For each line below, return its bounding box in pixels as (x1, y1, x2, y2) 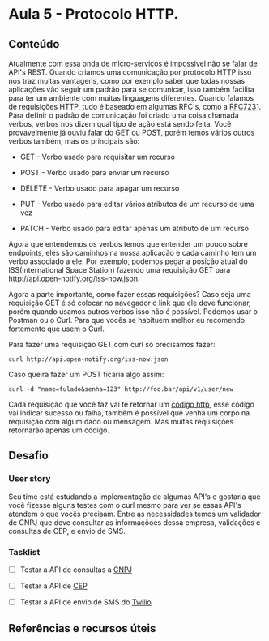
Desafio (8, 449, 49, 462)
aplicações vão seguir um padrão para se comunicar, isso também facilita (8, 84, 254, 94)
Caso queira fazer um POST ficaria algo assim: (8, 370, 164, 379)
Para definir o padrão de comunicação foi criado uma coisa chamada (8, 110, 239, 120)
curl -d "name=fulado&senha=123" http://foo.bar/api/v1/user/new (8, 385, 233, 394)
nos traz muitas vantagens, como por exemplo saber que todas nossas (8, 76, 246, 85)
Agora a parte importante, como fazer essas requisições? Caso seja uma (8, 290, 251, 299)
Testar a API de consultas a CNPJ (19, 565, 132, 574)
